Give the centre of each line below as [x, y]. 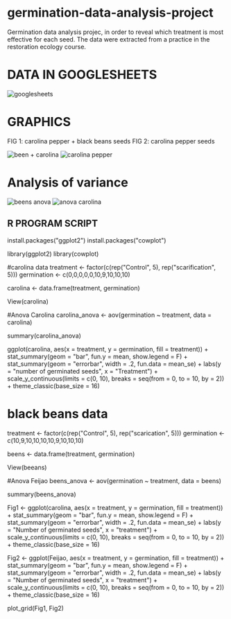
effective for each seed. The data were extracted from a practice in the [109, 39]
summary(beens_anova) [42, 494]
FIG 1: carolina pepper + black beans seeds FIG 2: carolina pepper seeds [111, 141]
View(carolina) [28, 301]
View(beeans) [27, 467]
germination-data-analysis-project [110, 13]
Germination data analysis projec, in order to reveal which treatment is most [115, 32]
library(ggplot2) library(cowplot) [53, 254]
